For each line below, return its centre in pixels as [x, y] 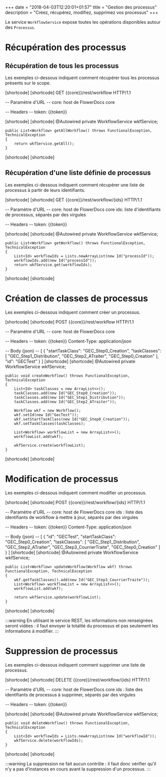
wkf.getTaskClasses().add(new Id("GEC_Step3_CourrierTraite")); [82, 580]
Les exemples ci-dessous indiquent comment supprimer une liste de [75, 665]
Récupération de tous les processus [62, 66]
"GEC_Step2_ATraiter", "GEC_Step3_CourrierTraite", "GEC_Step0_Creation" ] [83, 547]
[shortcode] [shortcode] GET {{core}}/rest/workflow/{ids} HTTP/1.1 [74, 200]
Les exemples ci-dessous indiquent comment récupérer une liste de [75, 185]
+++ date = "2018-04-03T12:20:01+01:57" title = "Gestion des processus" [81, 7]
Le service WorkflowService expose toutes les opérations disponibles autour [83, 22]
